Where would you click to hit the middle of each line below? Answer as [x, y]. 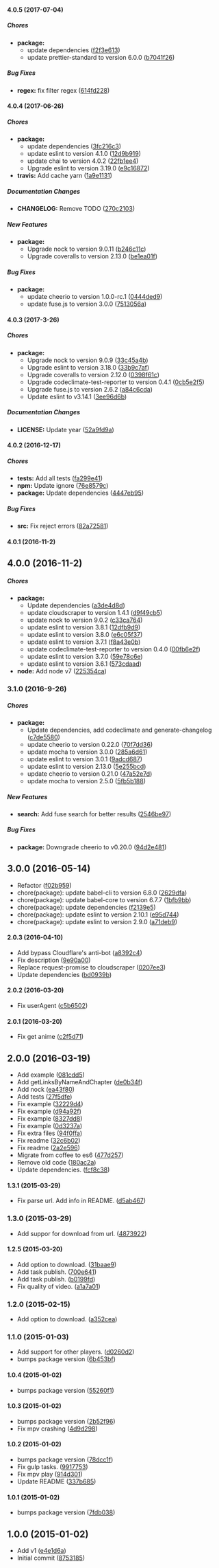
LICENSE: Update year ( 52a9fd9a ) [65, 429]
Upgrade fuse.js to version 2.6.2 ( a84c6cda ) [90, 389]
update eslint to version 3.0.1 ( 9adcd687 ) [85, 759]
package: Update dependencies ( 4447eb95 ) [80, 493]
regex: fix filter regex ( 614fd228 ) [63, 90]
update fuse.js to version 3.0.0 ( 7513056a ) [87, 304]
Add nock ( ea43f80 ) [46, 1090]
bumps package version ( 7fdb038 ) [66, 1512]
